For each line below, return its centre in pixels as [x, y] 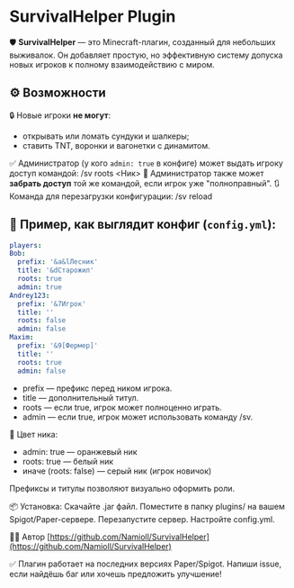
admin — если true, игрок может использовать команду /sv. [138, 417]
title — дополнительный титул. [80, 397]
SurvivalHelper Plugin [93, 17]
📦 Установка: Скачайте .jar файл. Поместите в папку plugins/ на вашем [147, 506]
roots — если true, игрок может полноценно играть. [122, 407]
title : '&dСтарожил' [56, 271]
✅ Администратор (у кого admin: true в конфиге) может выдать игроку [146, 163]
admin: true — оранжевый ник [80, 451]
